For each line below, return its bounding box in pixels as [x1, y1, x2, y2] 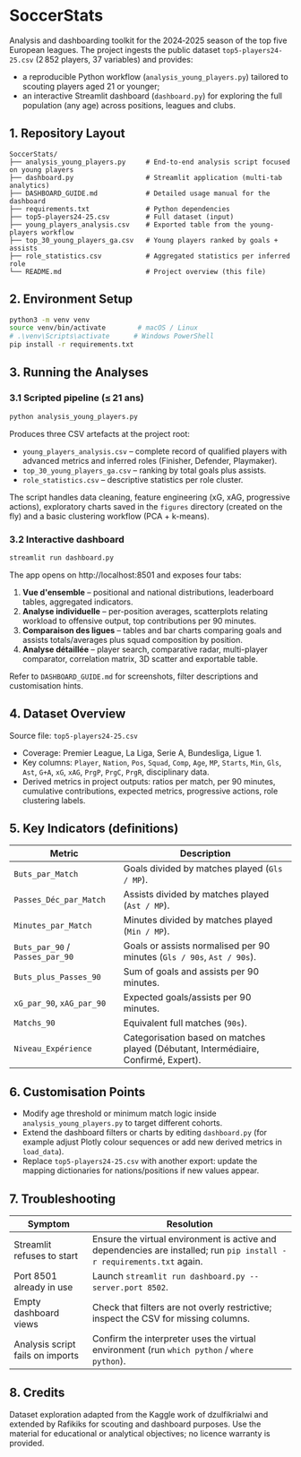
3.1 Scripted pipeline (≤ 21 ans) [9, 391, 145, 404]
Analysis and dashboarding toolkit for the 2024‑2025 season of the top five [9, 35, 288, 46]
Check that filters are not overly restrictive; [92, 1301, 272, 1314]
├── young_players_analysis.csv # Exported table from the [9, 220, 246, 229]
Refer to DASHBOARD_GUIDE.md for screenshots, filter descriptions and [9, 671, 259, 681]
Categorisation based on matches [123, 1032, 266, 1044]
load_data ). [21, 1146, 64, 1157]
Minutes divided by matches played [123, 914, 273, 927]
